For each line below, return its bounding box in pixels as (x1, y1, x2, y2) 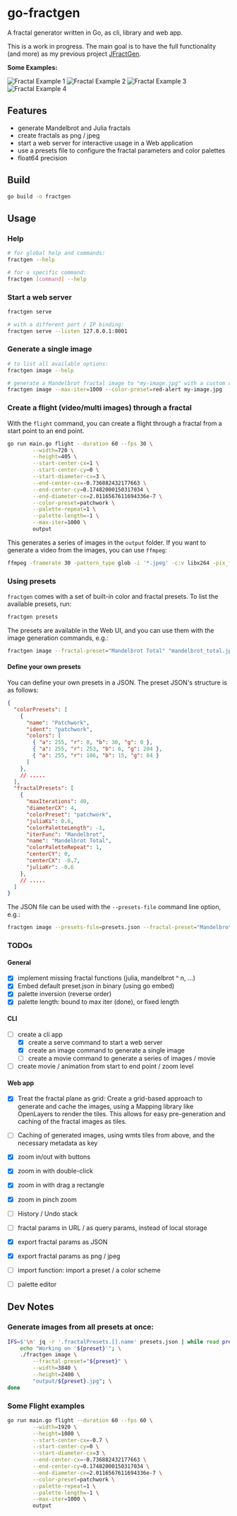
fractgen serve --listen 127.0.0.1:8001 (7, 327, 128, 335)
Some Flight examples (7, 1401, 85, 1411)
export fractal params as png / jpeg (17, 1252, 121, 1260)
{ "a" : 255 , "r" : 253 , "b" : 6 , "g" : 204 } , (32, 745, 163, 753)
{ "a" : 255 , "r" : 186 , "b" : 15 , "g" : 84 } (32, 752, 159, 759)
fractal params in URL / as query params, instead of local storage (17, 1224, 207, 1232)
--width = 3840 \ (32, 1365, 78, 1372)
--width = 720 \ (32, 446, 74, 454)
